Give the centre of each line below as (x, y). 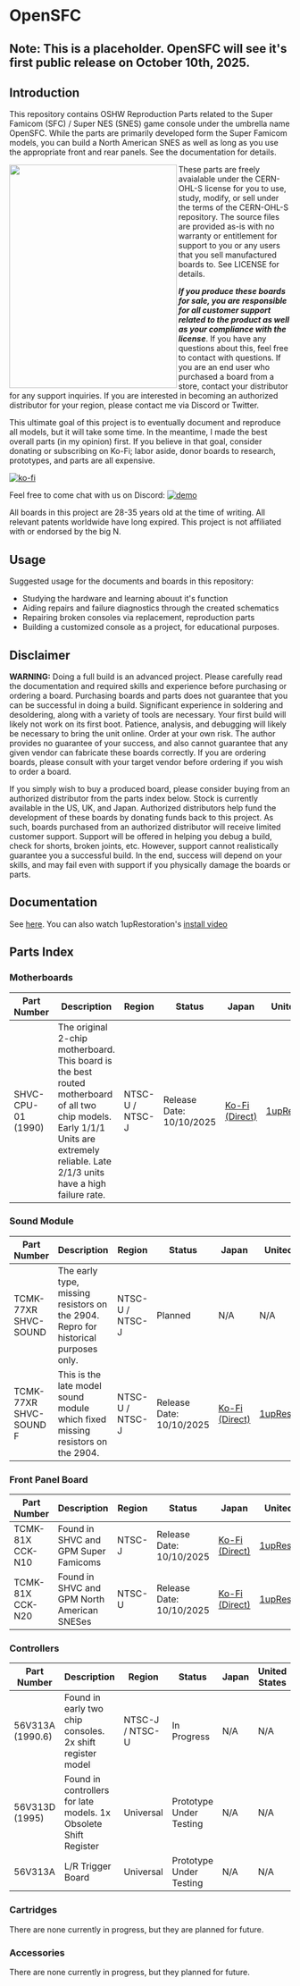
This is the (79, 1375)
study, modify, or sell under (229, 198)
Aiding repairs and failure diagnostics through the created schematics (150, 608)
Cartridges (33, 1910)
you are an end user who (224, 367)
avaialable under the (216, 179)
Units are (77, 1139)
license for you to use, (246, 189)
